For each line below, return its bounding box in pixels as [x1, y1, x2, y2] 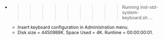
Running [121, 4, 139, 10]
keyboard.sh [121, 15, 148, 20]
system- [121, 9, 139, 15]
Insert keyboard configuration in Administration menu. [17, 24, 129, 30]
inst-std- [139, 4, 158, 10]
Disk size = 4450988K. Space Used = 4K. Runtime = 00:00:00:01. [17, 30, 153, 35]
